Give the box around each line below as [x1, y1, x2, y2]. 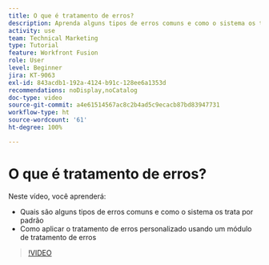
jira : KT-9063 [8, 71, 56, 79]
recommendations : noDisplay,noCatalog [8, 86, 138, 94]
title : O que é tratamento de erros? [8, 11, 134, 20]
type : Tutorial [8, 42, 59, 50]
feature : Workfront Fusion [8, 49, 98, 57]
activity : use [8, 26, 56, 34]
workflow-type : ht [8, 109, 70, 117]
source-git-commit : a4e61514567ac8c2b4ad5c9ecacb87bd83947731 [8, 101, 220, 109]
